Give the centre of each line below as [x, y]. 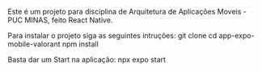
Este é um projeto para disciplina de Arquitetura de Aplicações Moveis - [127, 12]
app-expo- [237, 36]
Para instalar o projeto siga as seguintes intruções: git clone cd [112, 36]
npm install [80, 44]
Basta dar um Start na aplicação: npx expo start [87, 60]
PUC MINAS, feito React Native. [60, 20]
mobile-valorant [34, 44]
